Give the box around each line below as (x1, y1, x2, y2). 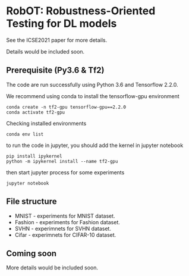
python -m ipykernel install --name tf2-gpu (6, 158, 118, 164)
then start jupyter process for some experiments (6, 168, 125, 176)
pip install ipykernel (6, 153, 62, 159)
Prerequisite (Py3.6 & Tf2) (6, 65, 105, 76)
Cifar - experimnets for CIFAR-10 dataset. (14, 231, 116, 239)
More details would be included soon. (6, 264, 99, 271)
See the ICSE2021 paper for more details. (6, 36, 108, 43)
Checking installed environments (6, 120, 87, 127)
